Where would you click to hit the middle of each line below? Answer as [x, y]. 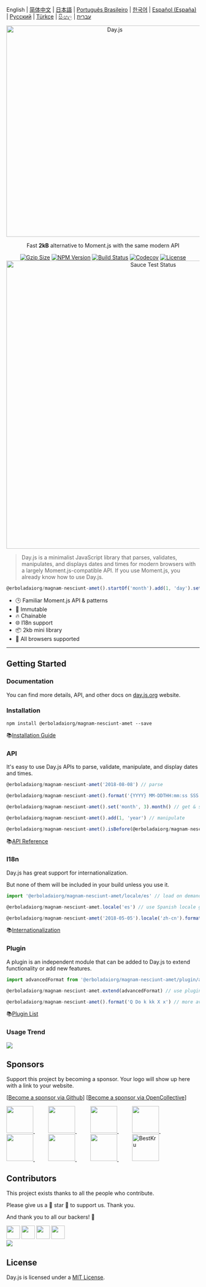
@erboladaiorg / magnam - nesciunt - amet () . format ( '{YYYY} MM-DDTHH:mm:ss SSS [103, 796]
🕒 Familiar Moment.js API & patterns [62, 600]
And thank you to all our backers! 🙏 [51, 1217]
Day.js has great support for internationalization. [67, 873]
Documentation [30, 682]
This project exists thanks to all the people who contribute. [80, 1193]
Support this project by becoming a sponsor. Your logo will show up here [98, 1079]
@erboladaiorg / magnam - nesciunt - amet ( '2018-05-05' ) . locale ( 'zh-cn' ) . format [104, 918]
